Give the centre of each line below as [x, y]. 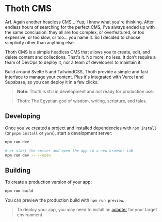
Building [18, 170]
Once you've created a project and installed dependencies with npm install [81, 128]
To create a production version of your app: [49, 182]
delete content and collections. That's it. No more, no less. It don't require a [81, 57]
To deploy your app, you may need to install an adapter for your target [87, 210]
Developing [23, 116]
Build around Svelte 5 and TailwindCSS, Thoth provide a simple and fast [77, 71]
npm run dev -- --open [28, 155]
